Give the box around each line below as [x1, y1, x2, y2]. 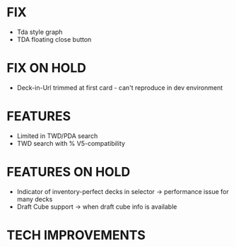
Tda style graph [16, 28, 63, 36]
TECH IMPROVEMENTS [6, 227, 146, 243]
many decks [16, 195, 53, 203]
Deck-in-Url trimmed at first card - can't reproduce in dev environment [16, 83, 223, 92]
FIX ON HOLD [6, 60, 86, 76]
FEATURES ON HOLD [6, 164, 131, 180]
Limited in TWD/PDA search [16, 132, 98, 140]
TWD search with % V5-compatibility [16, 139, 125, 147]
